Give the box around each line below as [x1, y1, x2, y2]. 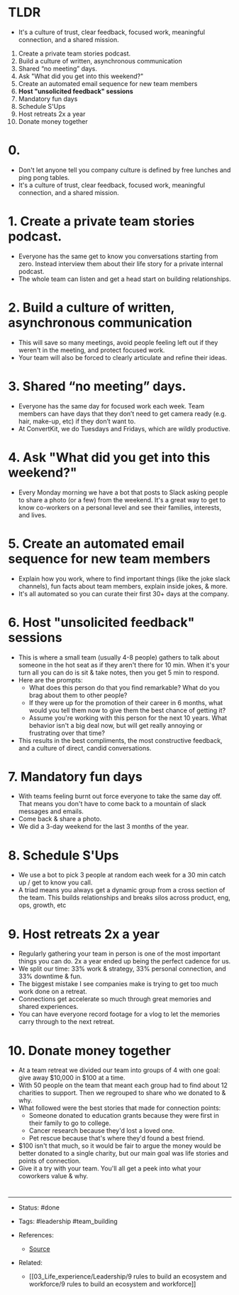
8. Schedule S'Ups [8, 847, 119, 863]
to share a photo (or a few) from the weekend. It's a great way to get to [18, 495, 226, 504]
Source [28, 1244, 50, 1253]
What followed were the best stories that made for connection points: [18, 1104, 221, 1112]
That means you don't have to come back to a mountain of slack [18, 800, 206, 808]
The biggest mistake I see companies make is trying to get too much [18, 980, 218, 988]
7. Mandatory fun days [8, 768, 143, 785]
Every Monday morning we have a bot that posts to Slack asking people [18, 488, 228, 497]
